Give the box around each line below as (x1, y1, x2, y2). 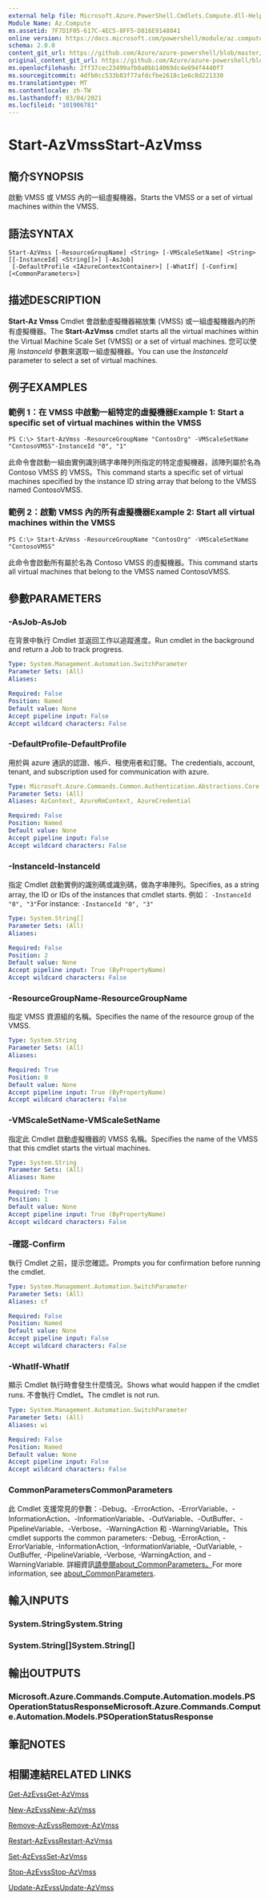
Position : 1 (8, 1195, 48, 1204)
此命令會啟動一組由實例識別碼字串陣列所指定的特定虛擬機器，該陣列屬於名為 (8, 458, 261, 467)
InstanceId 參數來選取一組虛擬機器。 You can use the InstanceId (17, 346, 228, 356)
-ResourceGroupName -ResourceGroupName (8, 992, 188, 1003)
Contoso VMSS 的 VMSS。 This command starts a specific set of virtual (8, 467, 243, 478)
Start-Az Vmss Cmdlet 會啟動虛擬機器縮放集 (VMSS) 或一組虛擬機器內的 (8, 316, 249, 326)
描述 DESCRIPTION (8, 294, 102, 307)
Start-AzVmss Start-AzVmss (8, 136, 203, 154)
